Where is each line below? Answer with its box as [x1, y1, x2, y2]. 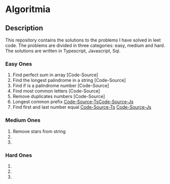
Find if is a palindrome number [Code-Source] [12, 82, 109, 89]
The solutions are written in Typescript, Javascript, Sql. [5, 48, 121, 54]
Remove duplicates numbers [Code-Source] [12, 94, 105, 100]
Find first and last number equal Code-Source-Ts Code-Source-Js [12, 104, 151, 110]
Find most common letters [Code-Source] [12, 88, 100, 94]
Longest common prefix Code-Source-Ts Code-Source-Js [12, 99, 133, 105]
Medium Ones [5, 117, 41, 124]
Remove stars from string [12, 128, 66, 134]
